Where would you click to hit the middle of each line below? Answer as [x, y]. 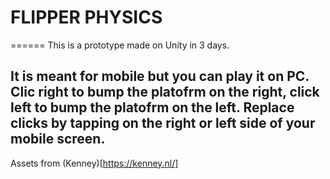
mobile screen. [58, 139]
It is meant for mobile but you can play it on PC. [160, 76]
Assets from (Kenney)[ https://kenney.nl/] [94, 163]
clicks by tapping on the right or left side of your [163, 123]
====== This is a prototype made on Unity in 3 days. [120, 45]
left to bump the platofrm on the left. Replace [152, 107]
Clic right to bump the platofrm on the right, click [165, 92]
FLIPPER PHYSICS [86, 17]
